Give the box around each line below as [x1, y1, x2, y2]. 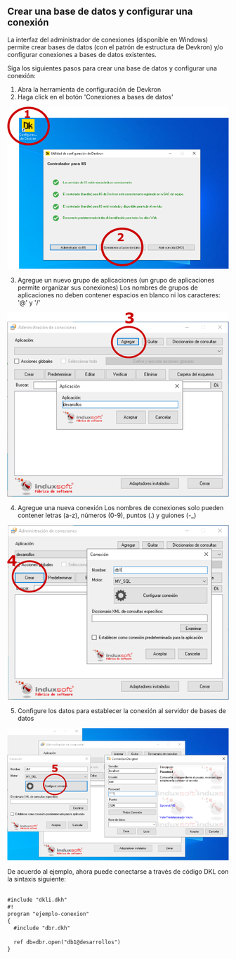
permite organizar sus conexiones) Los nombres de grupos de [17, 283, 198, 292]
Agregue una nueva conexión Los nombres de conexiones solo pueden [17, 503, 224, 512]
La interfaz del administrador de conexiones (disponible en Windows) [7, 35, 209, 44]
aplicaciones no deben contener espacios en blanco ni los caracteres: [17, 290, 221, 299]
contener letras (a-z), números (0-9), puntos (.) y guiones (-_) [17, 511, 197, 519]
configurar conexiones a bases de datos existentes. [7, 50, 157, 58]
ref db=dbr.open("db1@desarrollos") [13, 939, 121, 946]
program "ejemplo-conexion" [7, 910, 90, 917]
